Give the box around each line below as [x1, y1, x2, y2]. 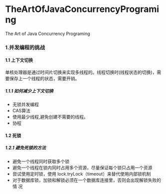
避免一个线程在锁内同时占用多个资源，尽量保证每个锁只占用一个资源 [12, 165, 153, 171]
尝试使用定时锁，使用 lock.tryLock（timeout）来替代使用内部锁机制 [12, 171, 151, 177]
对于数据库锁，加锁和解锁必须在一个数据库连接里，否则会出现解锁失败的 [12, 177, 161, 183]
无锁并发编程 [12, 101, 39, 108]
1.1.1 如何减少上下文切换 [5, 88, 54, 94]
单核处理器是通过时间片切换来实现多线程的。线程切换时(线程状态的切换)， [5, 69, 157, 75]
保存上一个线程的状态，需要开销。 [9, 76, 80, 82]
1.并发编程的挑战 [5, 44, 45, 51]
